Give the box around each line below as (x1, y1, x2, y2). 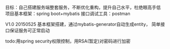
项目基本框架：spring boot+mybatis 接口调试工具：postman (5, 10, 130, 16)
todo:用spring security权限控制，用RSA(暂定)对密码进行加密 (5, 38, 131, 44)
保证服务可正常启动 (9, 27, 50, 33)
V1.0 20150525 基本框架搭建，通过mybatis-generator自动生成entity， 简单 (5, 21, 161, 27)
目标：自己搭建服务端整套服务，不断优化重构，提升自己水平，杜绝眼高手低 (5, 4, 161, 10)
